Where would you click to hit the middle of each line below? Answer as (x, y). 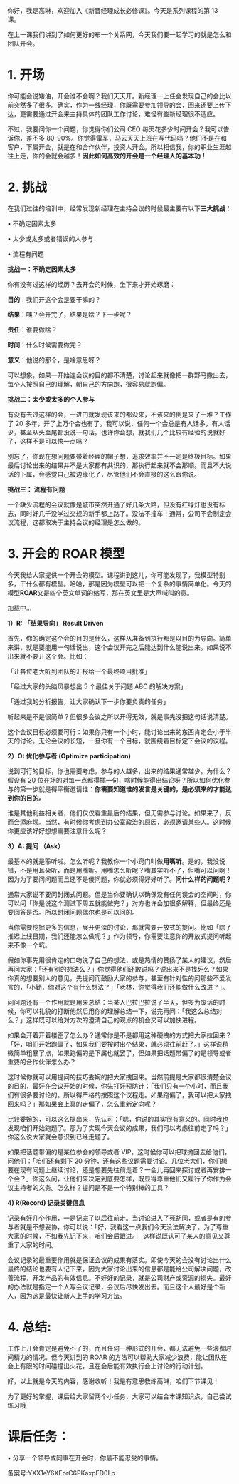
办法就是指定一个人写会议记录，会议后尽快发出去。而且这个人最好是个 (116, 1286)
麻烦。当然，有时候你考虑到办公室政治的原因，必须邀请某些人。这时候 (129, 822)
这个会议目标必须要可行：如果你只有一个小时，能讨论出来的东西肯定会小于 (116, 732)
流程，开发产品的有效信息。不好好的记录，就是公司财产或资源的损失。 (116, 1277)
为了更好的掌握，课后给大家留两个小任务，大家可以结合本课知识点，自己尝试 (119, 1396)
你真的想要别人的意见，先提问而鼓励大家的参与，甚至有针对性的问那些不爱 (116, 978)
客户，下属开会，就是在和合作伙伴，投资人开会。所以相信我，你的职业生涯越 (119, 147)
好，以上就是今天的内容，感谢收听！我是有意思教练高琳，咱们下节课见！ (113, 1381)
